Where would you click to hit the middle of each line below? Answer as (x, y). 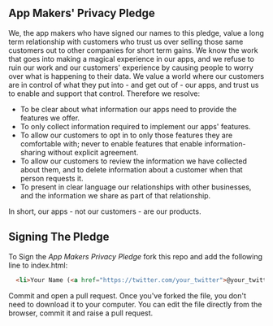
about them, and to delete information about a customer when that (131, 169)
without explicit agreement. (93, 152)
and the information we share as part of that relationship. (115, 195)
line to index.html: (38, 265)
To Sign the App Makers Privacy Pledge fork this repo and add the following (135, 256)
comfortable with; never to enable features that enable (111, 143)
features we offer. (50, 118)
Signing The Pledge (59, 237)
